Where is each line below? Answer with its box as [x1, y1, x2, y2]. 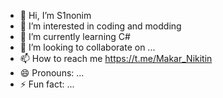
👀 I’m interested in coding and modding [19, 20, 182, 32]
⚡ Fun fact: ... [19, 78, 75, 90]
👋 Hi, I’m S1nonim [19, 10, 92, 21]
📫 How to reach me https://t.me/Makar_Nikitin [19, 53, 213, 64]
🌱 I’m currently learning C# [19, 31, 131, 42]
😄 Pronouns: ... [19, 67, 85, 79]
